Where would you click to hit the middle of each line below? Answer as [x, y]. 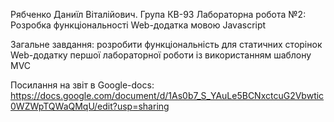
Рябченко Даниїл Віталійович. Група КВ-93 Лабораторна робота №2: [158, 14]
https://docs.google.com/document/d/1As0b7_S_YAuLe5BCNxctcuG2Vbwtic [167, 95]
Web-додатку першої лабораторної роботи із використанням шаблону [161, 55]
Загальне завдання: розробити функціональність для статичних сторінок [166, 44]
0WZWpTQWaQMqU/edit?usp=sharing [90, 106]
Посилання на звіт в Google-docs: [82, 85]
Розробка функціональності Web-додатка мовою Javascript [138, 25]
